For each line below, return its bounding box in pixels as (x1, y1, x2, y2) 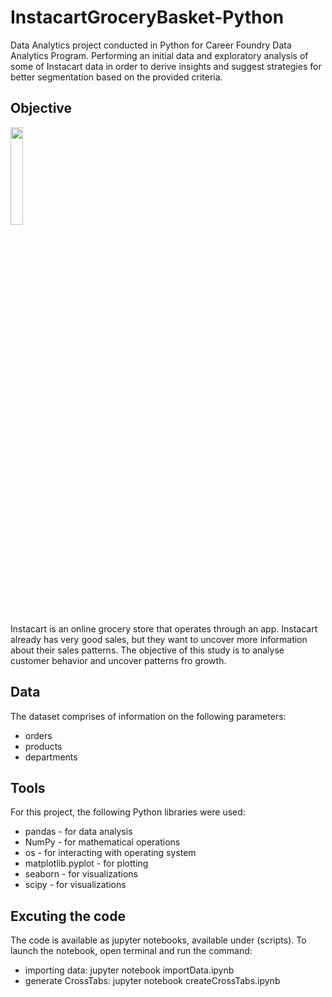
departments (24, 751, 78, 763)
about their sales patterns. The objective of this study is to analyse (10, 644, 285, 656)
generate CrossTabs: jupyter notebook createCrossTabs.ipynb (24, 975, 281, 987)
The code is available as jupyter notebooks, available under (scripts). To (10, 934, 307, 946)
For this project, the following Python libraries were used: (10, 806, 246, 818)
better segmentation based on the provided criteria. (10, 71, 223, 83)
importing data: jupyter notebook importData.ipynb (24, 964, 235, 976)
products (24, 740, 63, 752)
